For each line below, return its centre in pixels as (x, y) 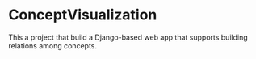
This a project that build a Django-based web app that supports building (128, 37)
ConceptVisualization (83, 15)
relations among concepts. (52, 45)
